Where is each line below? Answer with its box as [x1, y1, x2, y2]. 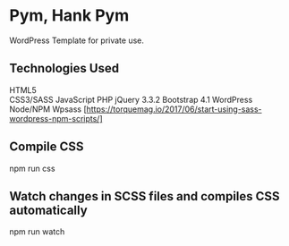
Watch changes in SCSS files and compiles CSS [9, 189, 280, 204]
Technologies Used [9, 61, 119, 76]
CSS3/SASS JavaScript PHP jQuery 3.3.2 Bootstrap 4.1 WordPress [9, 94, 253, 105]
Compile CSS [9, 140, 84, 155]
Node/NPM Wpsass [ [9, 104, 87, 115]
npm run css [9, 163, 55, 174]
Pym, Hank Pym [9, 5, 130, 26]
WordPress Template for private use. [9, 35, 145, 46]
